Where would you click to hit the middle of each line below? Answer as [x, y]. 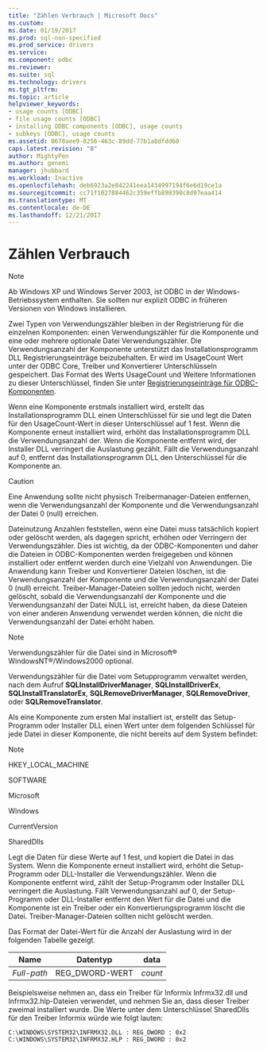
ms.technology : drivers [48, 82]
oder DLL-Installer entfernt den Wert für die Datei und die [138, 899]
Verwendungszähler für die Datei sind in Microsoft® [93, 653]
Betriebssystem [34, 300]
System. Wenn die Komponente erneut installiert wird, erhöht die [114, 866]
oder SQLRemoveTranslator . [56, 702]
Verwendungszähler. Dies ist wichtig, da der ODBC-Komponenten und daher [133, 546]
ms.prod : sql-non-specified [55, 38]
